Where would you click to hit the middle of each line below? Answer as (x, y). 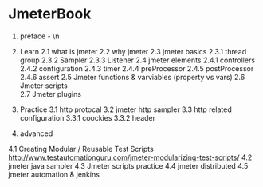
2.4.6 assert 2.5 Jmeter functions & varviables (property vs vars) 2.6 (132, 77)
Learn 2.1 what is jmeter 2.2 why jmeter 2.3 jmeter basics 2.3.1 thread (133, 51)
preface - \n (39, 36)
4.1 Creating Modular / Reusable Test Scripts (81, 149)
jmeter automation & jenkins (54, 174)
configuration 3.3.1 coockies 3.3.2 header (88, 117)
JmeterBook (50, 14)
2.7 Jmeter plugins (51, 93)
